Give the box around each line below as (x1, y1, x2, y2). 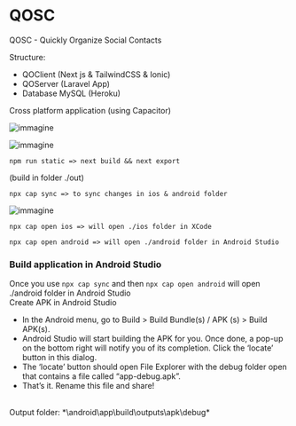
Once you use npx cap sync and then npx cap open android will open (9, 279, 261, 289)
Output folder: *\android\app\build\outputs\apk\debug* (9, 407, 210, 418)
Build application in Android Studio (9, 258, 162, 271)
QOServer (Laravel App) (21, 78, 111, 89)
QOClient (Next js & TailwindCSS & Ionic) (21, 68, 171, 80)
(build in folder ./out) (9, 172, 84, 183)
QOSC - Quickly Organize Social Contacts (9, 35, 162, 45)
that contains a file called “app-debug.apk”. (21, 371, 182, 382)
